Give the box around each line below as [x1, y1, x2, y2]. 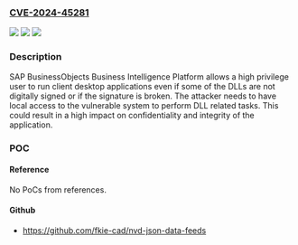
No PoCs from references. [9, 184, 107, 195]
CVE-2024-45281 [9, 6, 89, 19]
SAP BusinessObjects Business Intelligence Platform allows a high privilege [9, 71, 289, 82]
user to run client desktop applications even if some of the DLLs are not [9, 80, 275, 91]
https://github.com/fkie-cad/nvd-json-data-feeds [22, 224, 207, 236]
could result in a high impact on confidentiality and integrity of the [9, 109, 255, 120]
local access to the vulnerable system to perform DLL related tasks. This [9, 99, 279, 110]
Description [9, 51, 62, 63]
